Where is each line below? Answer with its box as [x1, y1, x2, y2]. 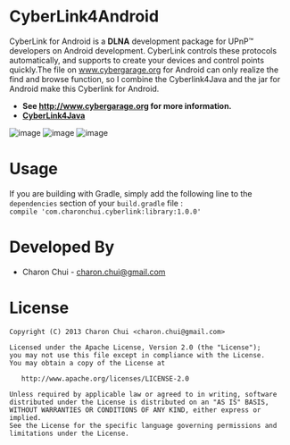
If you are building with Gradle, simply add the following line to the [9, 188, 253, 198]
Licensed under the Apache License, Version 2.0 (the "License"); [9, 342, 261, 352]
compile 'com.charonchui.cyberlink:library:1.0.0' [9, 207, 202, 216]
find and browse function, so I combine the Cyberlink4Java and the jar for [9, 73, 281, 84]
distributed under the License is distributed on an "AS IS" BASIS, [9, 398, 269, 407]
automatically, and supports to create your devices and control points [9, 55, 265, 65]
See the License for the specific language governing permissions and [9, 421, 278, 430]
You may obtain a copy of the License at [9, 358, 166, 367]
